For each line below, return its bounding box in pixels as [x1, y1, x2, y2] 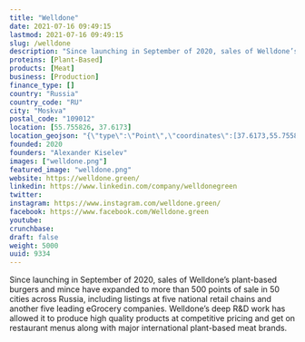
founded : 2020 [9, 140, 64, 149]
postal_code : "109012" [9, 114, 95, 123]
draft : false [9, 232, 59, 241]
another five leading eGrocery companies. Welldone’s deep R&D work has [9, 303, 286, 314]
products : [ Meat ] [9, 64, 75, 73]
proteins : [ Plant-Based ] [9, 55, 103, 64]
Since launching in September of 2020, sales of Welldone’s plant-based [9, 274, 278, 286]
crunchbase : [9, 224, 54, 233]
